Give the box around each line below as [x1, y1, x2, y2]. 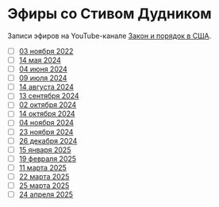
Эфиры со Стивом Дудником [7, 5, 212, 23]
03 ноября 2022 [18, 46, 74, 56]
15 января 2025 [18, 144, 71, 155]
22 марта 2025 [18, 171, 70, 181]
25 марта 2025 [18, 180, 70, 190]
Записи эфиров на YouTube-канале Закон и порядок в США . [7, 31, 212, 40]
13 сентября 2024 [18, 91, 80, 101]
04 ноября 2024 [18, 118, 75, 128]
